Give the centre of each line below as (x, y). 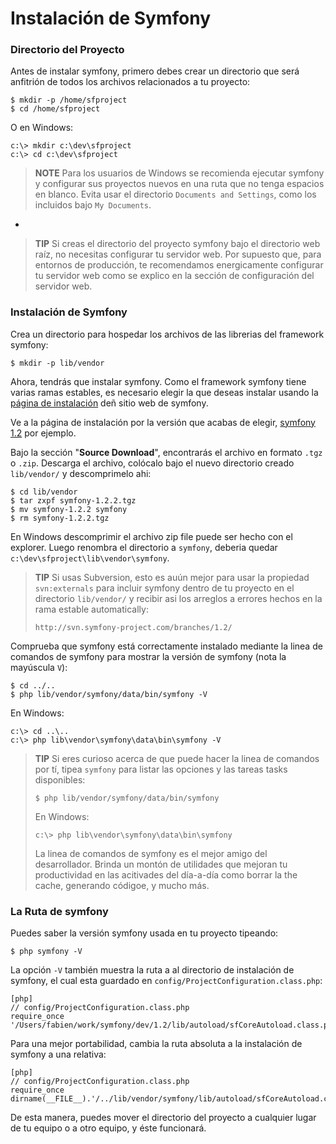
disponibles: (60, 779)
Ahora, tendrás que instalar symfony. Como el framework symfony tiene (158, 381)
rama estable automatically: (91, 609)
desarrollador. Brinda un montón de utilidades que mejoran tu (161, 864)
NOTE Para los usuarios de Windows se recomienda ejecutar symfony (179, 173)
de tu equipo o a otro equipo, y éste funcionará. (108, 1128)
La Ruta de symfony (59, 911)
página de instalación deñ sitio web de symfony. (109, 403)
